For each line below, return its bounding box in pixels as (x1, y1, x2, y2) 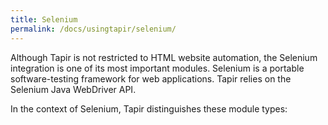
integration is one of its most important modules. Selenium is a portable (10, 62, 305, 74)
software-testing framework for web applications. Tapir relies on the (10, 72, 292, 85)
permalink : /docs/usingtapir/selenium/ (10, 24, 177, 34)
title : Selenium (10, 14, 78, 25)
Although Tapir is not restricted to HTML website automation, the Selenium (10, 51, 318, 63)
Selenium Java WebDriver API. (10, 83, 137, 95)
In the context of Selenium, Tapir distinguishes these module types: (10, 102, 288, 115)
